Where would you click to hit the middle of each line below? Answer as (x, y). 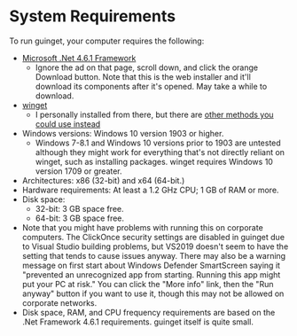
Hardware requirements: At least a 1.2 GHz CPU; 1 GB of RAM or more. (150, 190)
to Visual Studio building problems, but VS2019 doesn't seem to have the (155, 246)
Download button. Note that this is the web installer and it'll (143, 76)
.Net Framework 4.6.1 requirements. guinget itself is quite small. (138, 322)
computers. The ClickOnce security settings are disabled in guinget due (153, 237)
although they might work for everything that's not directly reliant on (160, 152)
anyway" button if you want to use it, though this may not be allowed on (153, 293)
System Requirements (92, 16)
